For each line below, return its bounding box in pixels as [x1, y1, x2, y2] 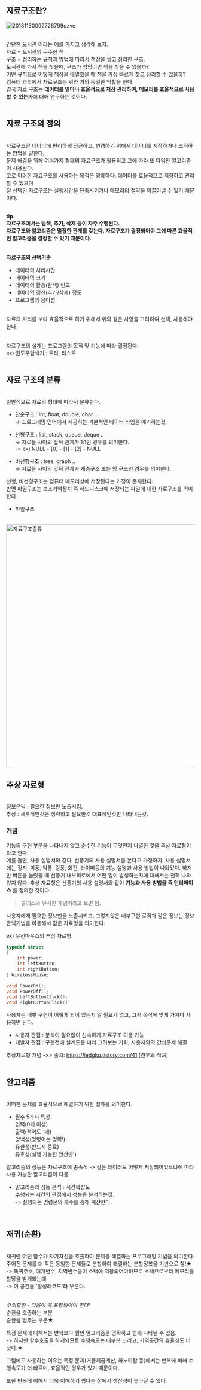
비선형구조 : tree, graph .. [14, 458, 76, 465]
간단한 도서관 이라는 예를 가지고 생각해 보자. [6, 41, 109, 48]
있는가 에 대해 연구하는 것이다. [18, 93, 87, 100]
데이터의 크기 [14, 274, 46, 281]
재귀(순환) [6, 1229, 42, 1239]
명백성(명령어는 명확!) [14, 1135, 66, 1142]
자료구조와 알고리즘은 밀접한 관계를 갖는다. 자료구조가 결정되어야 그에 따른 [6, 227, 177, 234]
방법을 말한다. [12, 149, 45, 157]
